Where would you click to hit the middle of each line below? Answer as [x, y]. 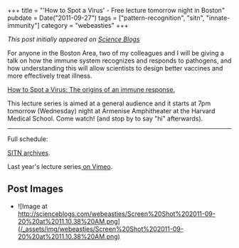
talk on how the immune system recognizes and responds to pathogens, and [119, 61]
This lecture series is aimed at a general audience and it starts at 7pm [109, 103]
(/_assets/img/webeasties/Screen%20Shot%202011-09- [100, 229]
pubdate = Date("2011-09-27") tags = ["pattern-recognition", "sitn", [106, 18]
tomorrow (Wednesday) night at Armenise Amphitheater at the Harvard [111, 111]
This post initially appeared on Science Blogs [74, 39]
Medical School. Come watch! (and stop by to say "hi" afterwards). [105, 118]
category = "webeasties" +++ [85, 25]
